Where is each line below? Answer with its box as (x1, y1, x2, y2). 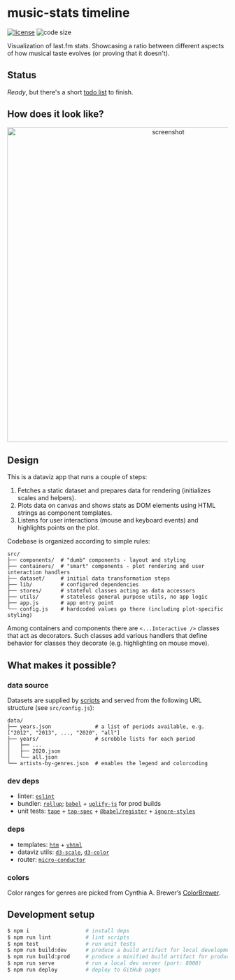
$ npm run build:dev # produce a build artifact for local (7, 946, 199, 954)
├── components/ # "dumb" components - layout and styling (7, 557, 187, 564)
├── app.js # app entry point (7, 599, 114, 606)
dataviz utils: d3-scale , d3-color (17, 848, 110, 856)
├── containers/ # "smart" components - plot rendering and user (7, 563, 205, 570)
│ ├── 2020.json (7, 748, 61, 755)
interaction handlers (7, 569, 71, 576)
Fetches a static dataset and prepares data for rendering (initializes (17, 486, 211, 495)
